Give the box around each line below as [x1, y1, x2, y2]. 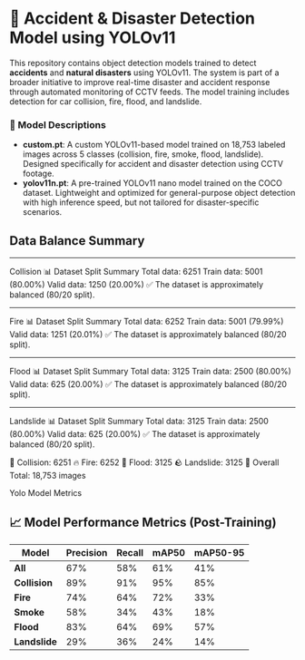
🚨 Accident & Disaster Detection [9, 8, 256, 29]
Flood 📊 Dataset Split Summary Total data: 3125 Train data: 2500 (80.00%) [9, 366, 292, 377]
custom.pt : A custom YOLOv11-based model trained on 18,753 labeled [22, 140, 286, 150]
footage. [22, 168, 54, 180]
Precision [65, 546, 108, 558]
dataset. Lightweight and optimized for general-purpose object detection [22, 188, 296, 199]
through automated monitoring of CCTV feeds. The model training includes [9, 86, 290, 97]
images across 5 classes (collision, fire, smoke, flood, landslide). [22, 149, 264, 160]
